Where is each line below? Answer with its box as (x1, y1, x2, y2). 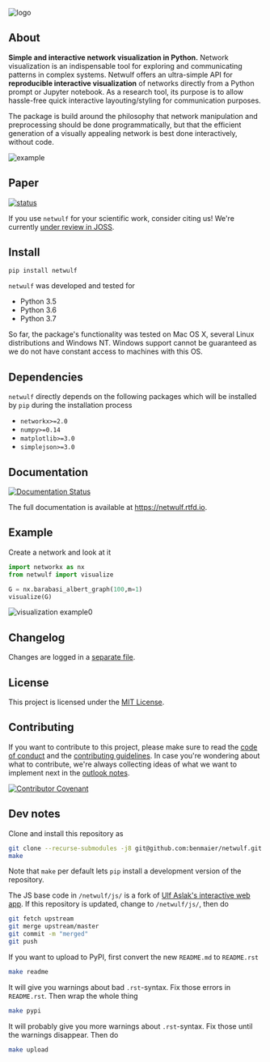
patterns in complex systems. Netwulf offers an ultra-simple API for (8, 70, 233, 79)
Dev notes (8, 807, 61, 821)
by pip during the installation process (8, 401, 133, 410)
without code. (8, 137, 55, 147)
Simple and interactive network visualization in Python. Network (8, 53, 229, 62)
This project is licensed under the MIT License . (8, 697, 165, 707)
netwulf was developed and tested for (8, 281, 136, 291)
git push (8, 937, 38, 945)
